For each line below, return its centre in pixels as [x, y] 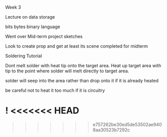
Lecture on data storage [30, 17]
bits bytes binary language [33, 27]
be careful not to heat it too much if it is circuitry [55, 90]
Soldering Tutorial [24, 56]
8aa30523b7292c [111, 129]
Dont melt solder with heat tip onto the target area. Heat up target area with [83, 65]
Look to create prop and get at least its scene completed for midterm [77, 46]
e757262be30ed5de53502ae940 [127, 124]
